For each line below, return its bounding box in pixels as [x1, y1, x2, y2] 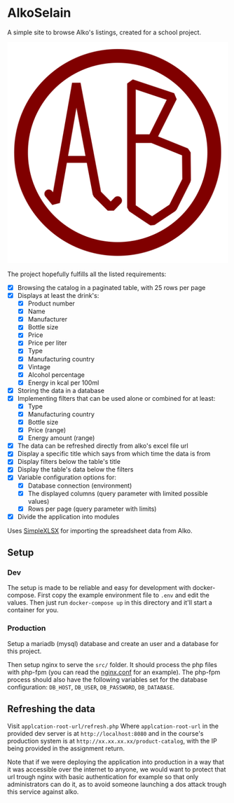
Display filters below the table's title [17, 458, 121, 466]
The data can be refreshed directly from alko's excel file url [17, 441, 188, 450]
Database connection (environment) [27, 481, 132, 490]
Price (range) [27, 426, 67, 434]
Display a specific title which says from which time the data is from [17, 450, 211, 458]
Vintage [27, 362, 51, 371]
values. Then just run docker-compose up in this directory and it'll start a [7, 598, 212, 607]
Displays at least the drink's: [17, 291, 99, 299]
